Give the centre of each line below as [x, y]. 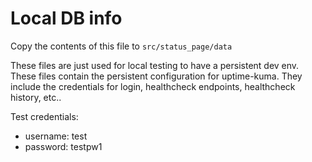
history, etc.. [36, 97]
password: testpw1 [63, 146]
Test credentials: [44, 116]
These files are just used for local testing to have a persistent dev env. [155, 65]
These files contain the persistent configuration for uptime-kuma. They [156, 76]
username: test [56, 136]
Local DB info [66, 18]
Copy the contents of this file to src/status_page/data [121, 46]
